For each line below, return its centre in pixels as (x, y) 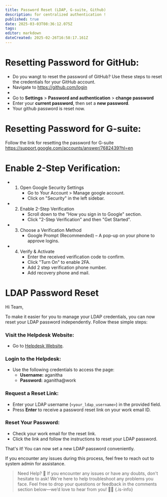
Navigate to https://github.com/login (50, 87)
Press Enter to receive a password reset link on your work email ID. (81, 410)
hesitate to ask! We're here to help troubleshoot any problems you (85, 478)
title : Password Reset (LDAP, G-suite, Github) (56, 10)
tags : (11, 29)
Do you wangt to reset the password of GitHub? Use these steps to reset (87, 76)
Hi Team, (14, 307)
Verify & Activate (37, 251)
